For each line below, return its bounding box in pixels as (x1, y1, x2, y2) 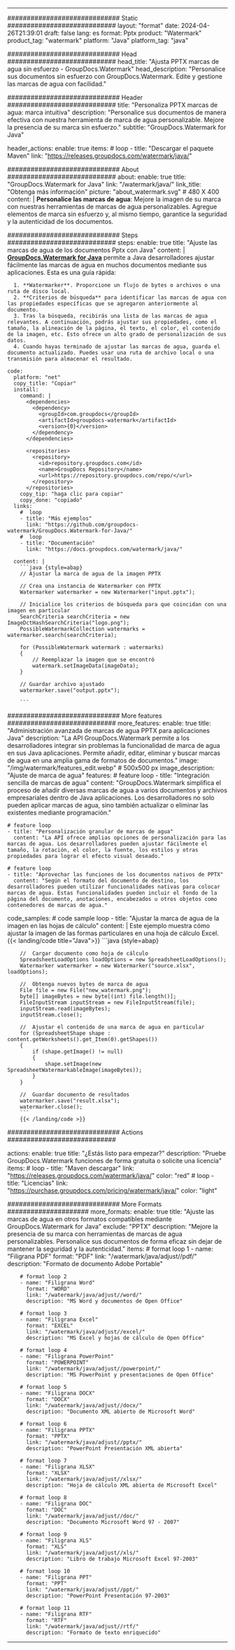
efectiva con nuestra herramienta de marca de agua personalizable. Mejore (7, 116, 225, 123)
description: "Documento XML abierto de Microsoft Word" (25, 1408, 196, 1415)
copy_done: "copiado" (20, 497, 83, 504)
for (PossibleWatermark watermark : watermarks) (20, 644, 164, 651)
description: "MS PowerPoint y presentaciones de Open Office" (25, 1371, 215, 1379)
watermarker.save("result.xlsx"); (20, 1097, 120, 1104)
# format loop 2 (20, 1273, 68, 1280)
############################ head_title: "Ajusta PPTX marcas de (7, 58, 219, 65)
